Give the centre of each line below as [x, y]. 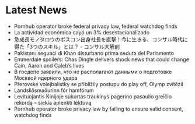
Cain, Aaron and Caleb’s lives [49, 65]
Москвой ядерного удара [46, 78]
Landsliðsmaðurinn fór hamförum [54, 90]
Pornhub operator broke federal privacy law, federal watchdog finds [95, 26]
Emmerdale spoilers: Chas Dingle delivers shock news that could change [101, 59]
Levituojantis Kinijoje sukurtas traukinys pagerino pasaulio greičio [93, 96]
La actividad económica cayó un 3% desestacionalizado [82, 32]
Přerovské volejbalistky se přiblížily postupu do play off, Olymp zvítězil [98, 84]
